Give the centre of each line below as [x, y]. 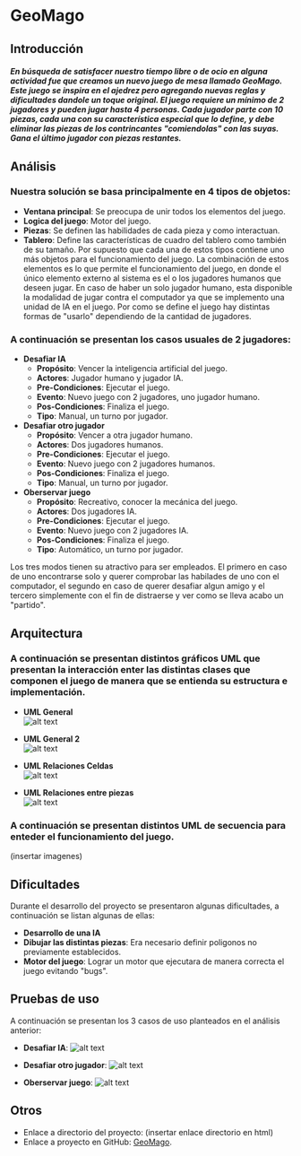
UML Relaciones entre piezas [78, 792]
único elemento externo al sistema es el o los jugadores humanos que [152, 278]
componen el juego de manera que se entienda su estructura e [149, 681]
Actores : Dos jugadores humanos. [100, 445]
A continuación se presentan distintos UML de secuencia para [148, 825]
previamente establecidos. [72, 952]
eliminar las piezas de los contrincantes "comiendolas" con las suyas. [145, 129]
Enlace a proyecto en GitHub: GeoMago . [98, 1142]
